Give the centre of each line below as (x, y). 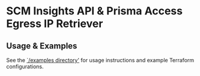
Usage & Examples (42, 46)
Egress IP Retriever (55, 24)
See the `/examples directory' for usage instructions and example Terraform (100, 60)
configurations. (25, 66)
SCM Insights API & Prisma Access (95, 11)
